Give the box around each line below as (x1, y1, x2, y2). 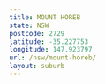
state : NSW (9, 21, 49, 30)
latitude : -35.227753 (9, 37, 89, 46)
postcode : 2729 (9, 29, 65, 38)
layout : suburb (9, 62, 65, 71)
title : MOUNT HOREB (9, 12, 81, 22)
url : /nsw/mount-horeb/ (9, 53, 97, 62)
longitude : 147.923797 (9, 45, 93, 54)
